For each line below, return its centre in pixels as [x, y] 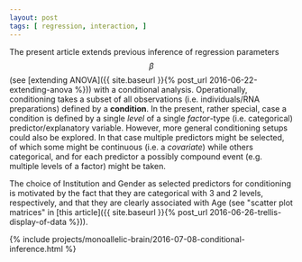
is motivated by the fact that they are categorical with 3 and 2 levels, [137, 193]
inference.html [36, 248]
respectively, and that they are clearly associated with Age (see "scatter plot [151, 203]
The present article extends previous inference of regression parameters [144, 51]
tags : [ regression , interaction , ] [78, 26]
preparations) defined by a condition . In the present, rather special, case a [148, 108]
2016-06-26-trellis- [246, 212]
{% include [30, 239]
